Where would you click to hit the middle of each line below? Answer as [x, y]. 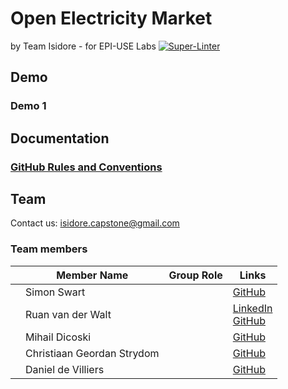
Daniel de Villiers [65, 369]
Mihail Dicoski [58, 337]
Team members [49, 249]
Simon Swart [55, 292]
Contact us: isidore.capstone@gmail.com [95, 223]
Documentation [60, 138]
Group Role [195, 275]
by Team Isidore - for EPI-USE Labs [83, 46]
